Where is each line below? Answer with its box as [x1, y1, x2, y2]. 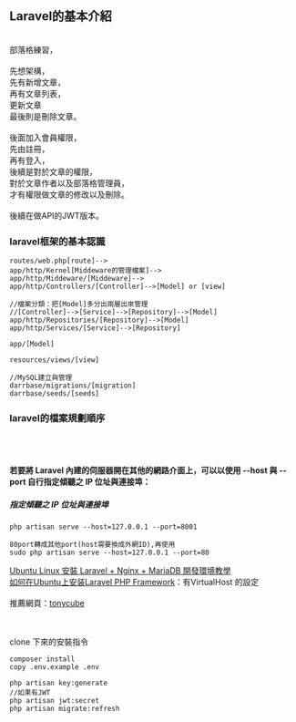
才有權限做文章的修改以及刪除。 [9, 189, 129, 200]
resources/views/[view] [9, 356, 100, 365]
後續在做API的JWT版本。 [9, 210, 105, 221]
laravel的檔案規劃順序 [9, 412, 106, 425]
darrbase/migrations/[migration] [9, 381, 137, 390]
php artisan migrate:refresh [9, 704, 120, 713]
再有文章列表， [9, 88, 66, 98]
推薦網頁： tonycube [9, 597, 85, 608]
